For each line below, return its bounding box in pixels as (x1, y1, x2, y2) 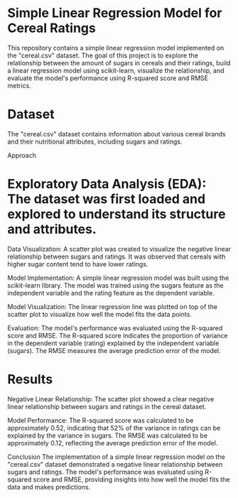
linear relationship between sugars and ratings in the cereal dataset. (7, 402, 207, 411)
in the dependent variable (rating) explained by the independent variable (7, 339, 220, 347)
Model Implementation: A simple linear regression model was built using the (7, 274, 229, 282)
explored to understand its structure (7, 206, 226, 222)
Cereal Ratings (7, 20, 96, 36)
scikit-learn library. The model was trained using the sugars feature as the (7, 281, 224, 289)
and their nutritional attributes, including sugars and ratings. (7, 137, 183, 146)
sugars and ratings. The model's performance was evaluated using (7, 467, 204, 476)
